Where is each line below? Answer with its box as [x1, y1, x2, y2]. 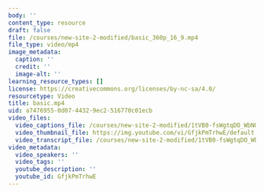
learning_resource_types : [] [8, 77, 104, 85]
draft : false [8, 26, 51, 34]
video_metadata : [8, 143, 61, 151]
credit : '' [15, 63, 51, 71]
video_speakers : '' [15, 150, 79, 158]
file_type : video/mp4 [8, 41, 79, 49]
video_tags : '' [15, 158, 65, 166]
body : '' [8, 11, 37, 20]
